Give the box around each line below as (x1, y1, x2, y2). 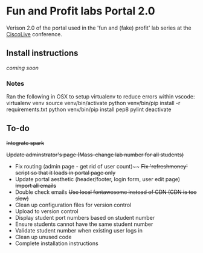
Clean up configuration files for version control (14, 201, 132, 208)
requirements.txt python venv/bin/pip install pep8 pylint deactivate (6, 106, 172, 113)
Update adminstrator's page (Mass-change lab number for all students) (6, 151, 184, 158)
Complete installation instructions (14, 240, 98, 247)
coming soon (6, 64, 39, 71)
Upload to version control (14, 207, 79, 215)
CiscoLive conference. (6, 30, 62, 37)
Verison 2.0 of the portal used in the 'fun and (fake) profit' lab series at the (6, 24, 192, 31)
